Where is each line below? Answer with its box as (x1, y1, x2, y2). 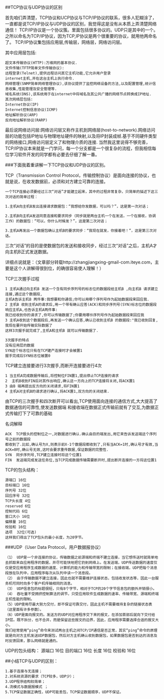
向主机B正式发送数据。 (5, 249, 51, 254)
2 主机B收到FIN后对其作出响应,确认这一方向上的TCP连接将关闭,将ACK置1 (5, 378, 135, 383)
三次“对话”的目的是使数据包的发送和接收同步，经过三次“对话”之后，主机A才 (5, 242, 158, 248)
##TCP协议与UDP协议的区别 (5, 4, 63, 10)
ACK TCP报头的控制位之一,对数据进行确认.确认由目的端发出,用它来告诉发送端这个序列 (5, 431, 157, 436)
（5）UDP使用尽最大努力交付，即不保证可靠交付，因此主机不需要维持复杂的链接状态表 (5, 602, 153, 607)
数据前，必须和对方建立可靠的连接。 (35, 179, 108, 184)
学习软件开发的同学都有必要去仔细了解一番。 (9, 152, 99, 157)
